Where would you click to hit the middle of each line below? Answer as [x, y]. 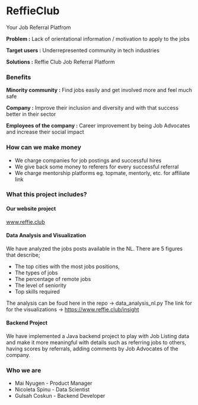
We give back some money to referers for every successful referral [97, 167]
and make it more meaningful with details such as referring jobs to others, [96, 343]
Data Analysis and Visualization [46, 235]
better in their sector [31, 114]
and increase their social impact [45, 132]
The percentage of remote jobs [53, 279]
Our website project [31, 209]
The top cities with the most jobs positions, [67, 266]
